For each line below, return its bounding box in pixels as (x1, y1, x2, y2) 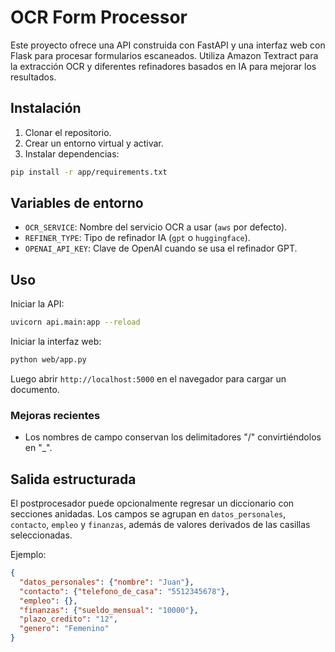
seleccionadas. (10, 529, 73, 541)
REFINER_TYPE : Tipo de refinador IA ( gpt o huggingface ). (24, 232, 251, 244)
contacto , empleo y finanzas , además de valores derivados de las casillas (10, 519, 311, 531)
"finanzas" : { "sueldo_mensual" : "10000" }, (19, 605, 199, 615)
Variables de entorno (10, 195, 144, 212)
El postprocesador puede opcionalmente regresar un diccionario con (10, 497, 295, 510)
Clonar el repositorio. (24, 126, 112, 138)
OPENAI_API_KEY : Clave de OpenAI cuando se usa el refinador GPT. (24, 242, 298, 255)
